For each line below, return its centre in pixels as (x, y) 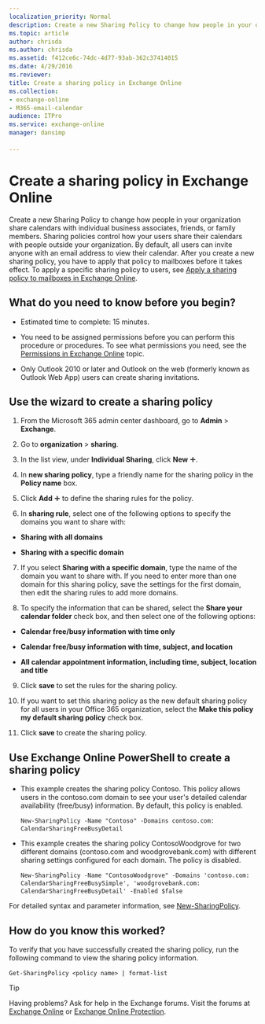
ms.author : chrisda (41, 50)
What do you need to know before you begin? (123, 303)
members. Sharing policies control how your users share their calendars (126, 236)
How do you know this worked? (87, 931)
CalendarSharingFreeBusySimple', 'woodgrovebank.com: (110, 884)
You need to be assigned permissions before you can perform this (127, 337)
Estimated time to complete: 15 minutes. (85, 322)
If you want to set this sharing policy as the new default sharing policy (133, 701)
